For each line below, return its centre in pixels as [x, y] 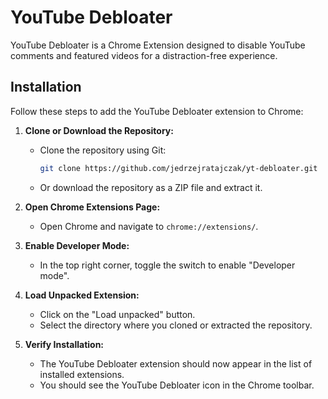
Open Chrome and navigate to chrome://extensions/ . [149, 226]
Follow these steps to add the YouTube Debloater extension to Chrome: [157, 111]
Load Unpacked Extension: [82, 295]
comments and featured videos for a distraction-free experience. [144, 55]
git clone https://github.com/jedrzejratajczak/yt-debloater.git [178, 168]
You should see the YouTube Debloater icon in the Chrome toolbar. [177, 385]
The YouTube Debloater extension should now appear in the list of [176, 363]
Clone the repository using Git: [103, 150]
